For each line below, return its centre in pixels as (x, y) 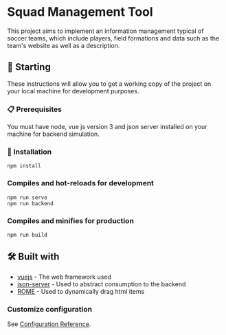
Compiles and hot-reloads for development (81, 183)
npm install (24, 166)
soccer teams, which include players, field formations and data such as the (113, 38)
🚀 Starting (29, 67)
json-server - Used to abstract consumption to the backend (101, 284)
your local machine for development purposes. (73, 91)
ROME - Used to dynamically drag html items (81, 291)
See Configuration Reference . (49, 324)
